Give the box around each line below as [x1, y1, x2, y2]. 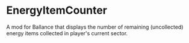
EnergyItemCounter [6, 4, 107, 17]
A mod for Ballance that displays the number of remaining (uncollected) [6, 23, 184, 30]
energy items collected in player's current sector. [6, 29, 128, 36]
